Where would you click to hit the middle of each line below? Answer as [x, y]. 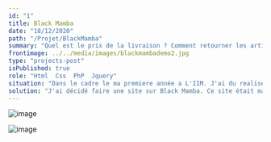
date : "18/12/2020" [41, 31]
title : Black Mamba [41, 23]
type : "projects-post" [46, 61]
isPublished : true [39, 69]
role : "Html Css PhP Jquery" [63, 76]
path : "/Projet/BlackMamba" [56, 38]
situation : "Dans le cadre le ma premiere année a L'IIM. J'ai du [122, 83]
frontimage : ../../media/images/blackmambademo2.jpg [99, 53]
